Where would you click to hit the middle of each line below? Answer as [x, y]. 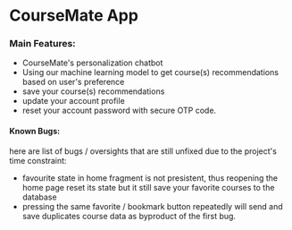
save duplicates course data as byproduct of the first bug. [129, 216]
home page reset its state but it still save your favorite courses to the [148, 187]
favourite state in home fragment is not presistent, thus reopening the [150, 178]
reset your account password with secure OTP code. [119, 111]
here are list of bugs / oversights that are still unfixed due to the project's [143, 151]
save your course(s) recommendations [93, 91]
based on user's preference [73, 82]
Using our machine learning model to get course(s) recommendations [150, 72]
